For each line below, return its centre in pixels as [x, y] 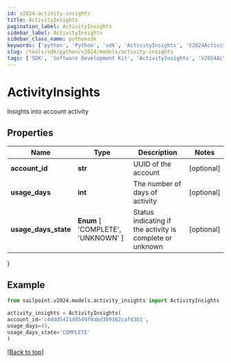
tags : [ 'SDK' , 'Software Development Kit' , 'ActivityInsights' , [101, 58]
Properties [30, 133]
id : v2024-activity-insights [49, 13]
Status [144, 212]
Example [26, 285]
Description [158, 152]
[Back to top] [25, 352]
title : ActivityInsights [43, 20]
